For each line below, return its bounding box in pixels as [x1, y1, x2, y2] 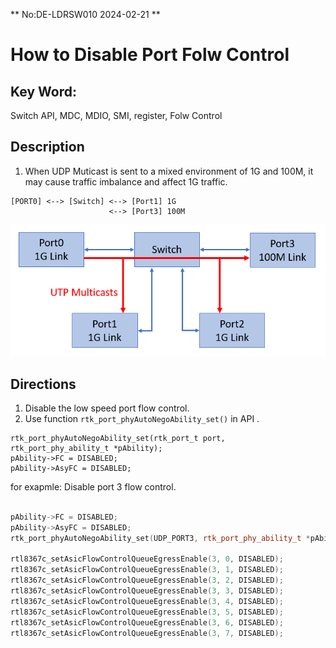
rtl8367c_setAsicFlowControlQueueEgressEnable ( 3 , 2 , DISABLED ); [10, 575, 284, 586]
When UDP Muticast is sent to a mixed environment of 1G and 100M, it [24, 165, 314, 177]
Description [10, 139, 85, 156]
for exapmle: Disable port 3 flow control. [10, 481, 177, 493]
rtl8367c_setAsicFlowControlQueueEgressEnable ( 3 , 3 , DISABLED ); [10, 586, 284, 596]
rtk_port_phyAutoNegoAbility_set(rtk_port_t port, [10, 434, 226, 444]
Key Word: [10, 83, 77, 100]
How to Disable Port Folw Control [10, 44, 290, 66]
